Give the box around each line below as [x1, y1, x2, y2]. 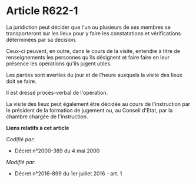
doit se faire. [6, 78, 36, 85]
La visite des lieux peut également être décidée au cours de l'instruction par [6, 100, 191, 107]
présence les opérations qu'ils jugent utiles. [6, 60, 112, 67]
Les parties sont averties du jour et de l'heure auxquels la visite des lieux [6, 71, 182, 78]
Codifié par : [6, 135, 35, 142]
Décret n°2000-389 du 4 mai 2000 [14, 147, 100, 154]
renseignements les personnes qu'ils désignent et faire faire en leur [6, 54, 170, 61]
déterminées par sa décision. [6, 36, 77, 43]
